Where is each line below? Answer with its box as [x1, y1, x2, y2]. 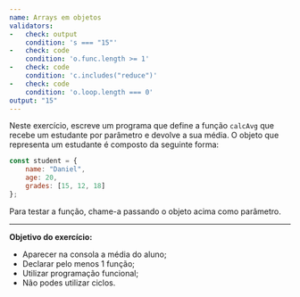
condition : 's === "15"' [25, 37, 118, 47]
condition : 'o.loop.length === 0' [25, 87, 154, 96]
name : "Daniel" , [25, 165, 87, 174]
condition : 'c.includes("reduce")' [25, 71, 158, 80]
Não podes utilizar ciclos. [21, 277, 116, 288]
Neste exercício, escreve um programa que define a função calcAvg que [9, 120, 275, 131]
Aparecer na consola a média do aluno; [21, 249, 167, 260]
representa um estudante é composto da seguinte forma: [9, 139, 220, 150]
